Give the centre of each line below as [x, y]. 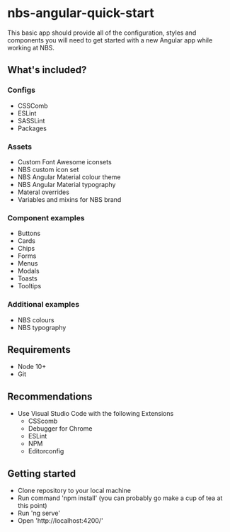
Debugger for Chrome [60, 429]
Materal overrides [43, 192]
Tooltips [29, 286]
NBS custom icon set [48, 169]
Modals [29, 271]
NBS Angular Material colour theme [69, 177]
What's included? [47, 70]
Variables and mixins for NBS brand [69, 199]
